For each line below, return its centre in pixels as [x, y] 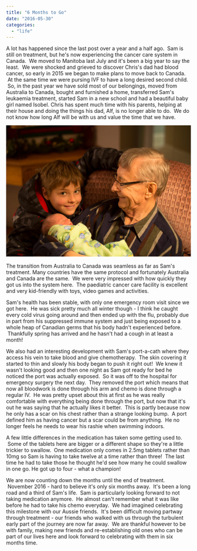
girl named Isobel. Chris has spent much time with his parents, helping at [94, 105]
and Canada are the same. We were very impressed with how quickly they [96, 279]
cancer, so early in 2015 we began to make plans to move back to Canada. [96, 74]
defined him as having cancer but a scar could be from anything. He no [93, 420]
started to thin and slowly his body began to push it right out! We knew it [94, 364]
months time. [22, 543]
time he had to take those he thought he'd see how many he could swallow [96, 463]
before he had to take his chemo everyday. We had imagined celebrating [94, 505]
